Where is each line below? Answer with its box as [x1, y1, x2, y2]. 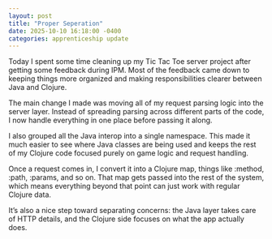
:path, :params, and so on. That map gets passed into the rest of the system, [8, 173, 265, 182]
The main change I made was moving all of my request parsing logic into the [8, 98, 264, 108]
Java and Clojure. [8, 83, 67, 92]
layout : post [8, 11, 53, 20]
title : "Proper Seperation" [8, 19, 104, 28]
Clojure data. [8, 190, 51, 199]
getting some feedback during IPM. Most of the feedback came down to [8, 66, 250, 75]
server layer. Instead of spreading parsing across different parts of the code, [8, 107, 265, 117]
